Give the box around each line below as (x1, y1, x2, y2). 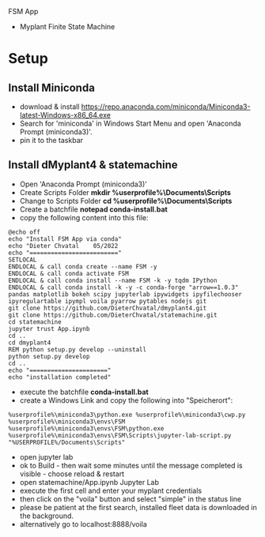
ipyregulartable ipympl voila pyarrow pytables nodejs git (8, 297, 207, 305)
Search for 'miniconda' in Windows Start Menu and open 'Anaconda (19, 118, 241, 128)
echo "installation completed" (8, 373, 112, 381)
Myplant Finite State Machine (19, 22, 115, 31)
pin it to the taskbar (19, 136, 84, 145)
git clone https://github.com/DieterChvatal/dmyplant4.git (8, 304, 207, 312)
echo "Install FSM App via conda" (8, 235, 123, 243)
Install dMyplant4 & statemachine (8, 158, 178, 172)
